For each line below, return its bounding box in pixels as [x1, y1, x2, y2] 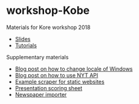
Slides [15, 35, 31, 42]
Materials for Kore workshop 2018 [6, 24, 91, 31]
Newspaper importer [15, 91, 67, 98]
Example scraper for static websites [15, 78, 105, 85]
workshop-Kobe [6, 4, 90, 18]
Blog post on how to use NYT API [15, 71, 99, 79]
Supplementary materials [6, 53, 69, 60]
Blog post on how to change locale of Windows [15, 65, 133, 73]
